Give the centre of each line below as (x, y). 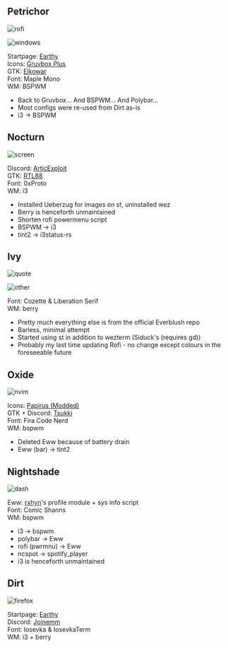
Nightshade (34, 471)
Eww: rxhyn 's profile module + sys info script (73, 503)
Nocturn (26, 137)
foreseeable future (44, 353)
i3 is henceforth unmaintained (61, 562)
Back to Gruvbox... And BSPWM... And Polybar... (88, 100)
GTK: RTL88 (25, 176)
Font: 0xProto (27, 183)
